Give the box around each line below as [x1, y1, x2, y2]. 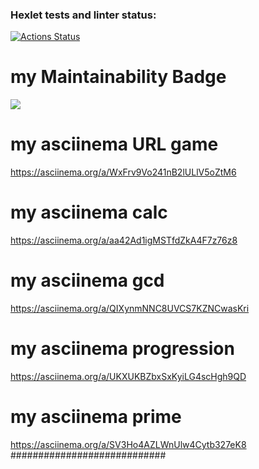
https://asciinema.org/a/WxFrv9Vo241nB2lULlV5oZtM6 [10, 166, 237, 178]
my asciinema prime [10, 406, 182, 428]
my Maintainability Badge [10, 66, 227, 88]
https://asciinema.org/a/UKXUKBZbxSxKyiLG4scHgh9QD [10, 370, 247, 382]
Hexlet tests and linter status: [10, 8, 157, 22]
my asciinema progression [10, 338, 235, 360]
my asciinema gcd [10, 269, 165, 292]
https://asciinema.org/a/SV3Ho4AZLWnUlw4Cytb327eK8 [10, 438, 247, 450]
